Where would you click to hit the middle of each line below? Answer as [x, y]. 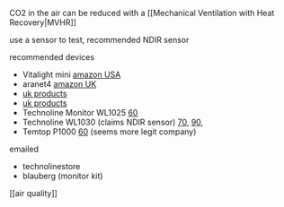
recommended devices [52, 57]
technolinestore [51, 166]
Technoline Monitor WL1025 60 [80, 112]
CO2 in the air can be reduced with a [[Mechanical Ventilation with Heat [142, 13]
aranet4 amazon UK [59, 84]
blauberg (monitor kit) [62, 176]
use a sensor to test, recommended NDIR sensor [99, 40]
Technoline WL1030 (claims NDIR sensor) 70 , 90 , [113, 122]
